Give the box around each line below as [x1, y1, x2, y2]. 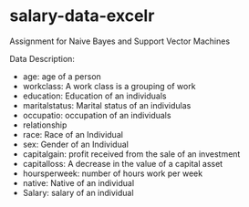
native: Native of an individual [22, 177, 135, 188]
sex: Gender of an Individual [22, 139, 130, 150]
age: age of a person [22, 70, 102, 82]
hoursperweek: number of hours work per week [22, 168, 203, 179]
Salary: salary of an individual [22, 187, 134, 198]
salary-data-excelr [9, 5, 155, 26]
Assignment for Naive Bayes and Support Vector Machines [9, 36, 231, 47]
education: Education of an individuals [22, 90, 167, 101]
